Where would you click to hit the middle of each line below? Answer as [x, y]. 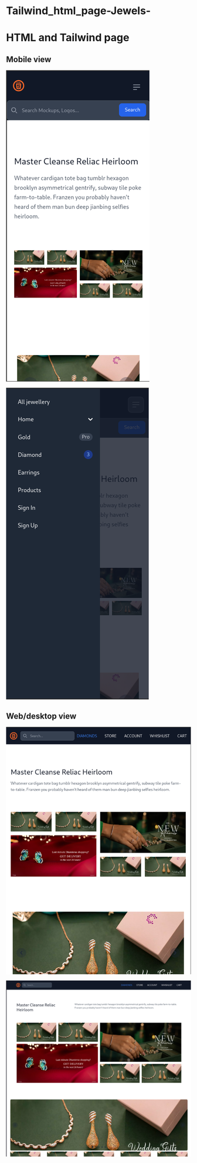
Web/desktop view [41, 716]
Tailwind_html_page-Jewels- [79, 11]
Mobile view [29, 59]
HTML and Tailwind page [68, 38]
